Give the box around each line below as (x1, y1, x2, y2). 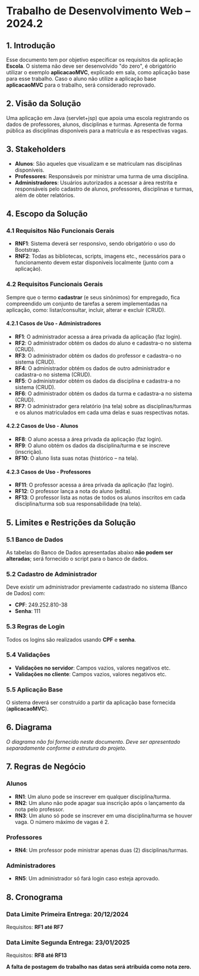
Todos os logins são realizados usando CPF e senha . (6, 636, 137, 643)
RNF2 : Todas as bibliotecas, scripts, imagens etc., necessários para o (14, 252, 186, 260)
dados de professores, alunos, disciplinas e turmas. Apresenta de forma (6, 121, 183, 128)
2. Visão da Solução (6, 99, 81, 109)
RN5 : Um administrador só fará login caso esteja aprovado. (14, 875, 160, 882)
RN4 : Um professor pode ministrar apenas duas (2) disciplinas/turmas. (14, 847, 188, 854)
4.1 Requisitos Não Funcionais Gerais (6, 226, 115, 235)
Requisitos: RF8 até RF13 (6, 952, 67, 959)
